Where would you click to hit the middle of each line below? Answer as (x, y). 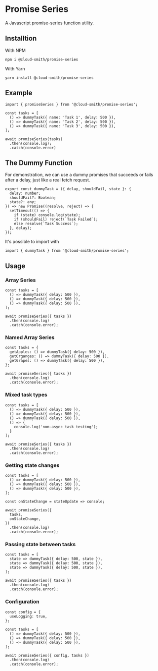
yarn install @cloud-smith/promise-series (49, 78)
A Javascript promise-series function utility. (50, 23)
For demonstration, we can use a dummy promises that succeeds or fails (79, 175)
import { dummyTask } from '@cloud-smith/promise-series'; (67, 251)
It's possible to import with (32, 242)
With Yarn (15, 68)
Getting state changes (32, 465)
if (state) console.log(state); (47, 215)
